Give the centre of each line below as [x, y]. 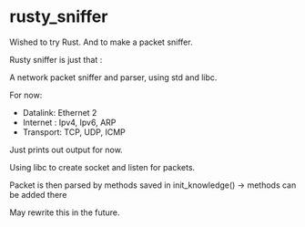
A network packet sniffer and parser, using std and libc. [113, 77]
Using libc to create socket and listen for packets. [102, 167]
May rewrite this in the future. [65, 212]
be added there [38, 194]
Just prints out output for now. [66, 150]
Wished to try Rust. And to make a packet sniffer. [101, 42]
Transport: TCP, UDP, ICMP [74, 132]
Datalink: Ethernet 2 [60, 112]
